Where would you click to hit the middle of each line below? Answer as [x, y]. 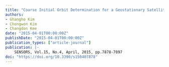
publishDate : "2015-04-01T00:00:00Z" [45, 38]
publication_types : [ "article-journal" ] [48, 43]
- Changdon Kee [21, 29]
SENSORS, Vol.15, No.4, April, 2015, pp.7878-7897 [68, 52]
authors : [14, 15]
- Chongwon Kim [21, 24]
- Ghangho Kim [20, 19]
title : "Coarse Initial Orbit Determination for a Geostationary [75, 10]
